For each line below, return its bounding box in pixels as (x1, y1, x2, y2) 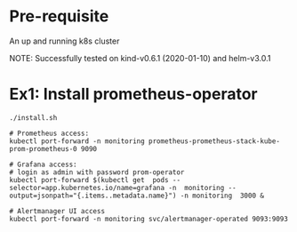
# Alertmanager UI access (9, 206, 105, 215)
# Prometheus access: (9, 129, 90, 138)
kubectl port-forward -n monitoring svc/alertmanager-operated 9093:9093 (9, 214, 289, 223)
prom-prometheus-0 (9, 144, 77, 153)
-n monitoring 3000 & (180, 191, 265, 200)
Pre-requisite (9, 6, 109, 27)
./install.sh (9, 113, 58, 122)
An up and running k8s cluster (9, 36, 120, 46)
